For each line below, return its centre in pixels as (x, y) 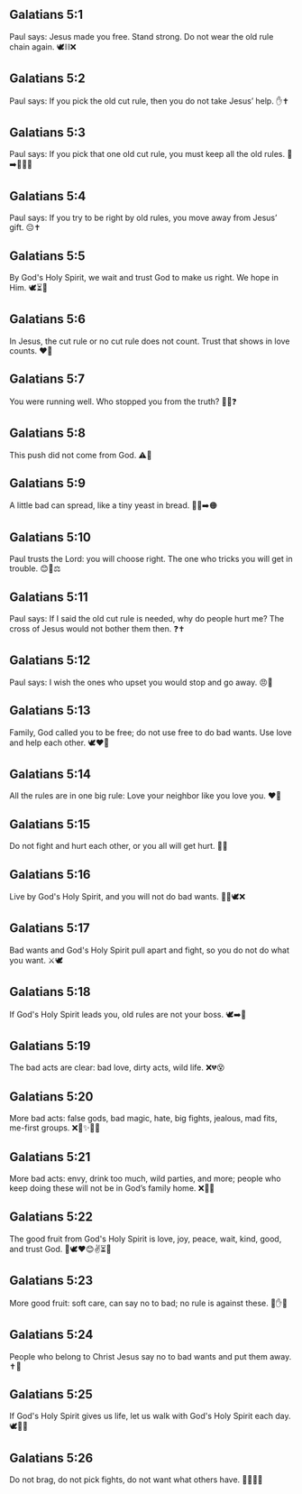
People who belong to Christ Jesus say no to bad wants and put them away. (151, 1356)
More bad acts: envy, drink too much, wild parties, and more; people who (145, 1179)
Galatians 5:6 (47, 319)
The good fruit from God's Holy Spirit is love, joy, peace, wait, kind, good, (146, 1239)
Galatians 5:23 (51, 1281)
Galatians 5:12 (50, 661)
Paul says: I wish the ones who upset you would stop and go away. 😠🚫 (141, 682)
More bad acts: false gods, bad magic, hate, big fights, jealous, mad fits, (143, 1119)
